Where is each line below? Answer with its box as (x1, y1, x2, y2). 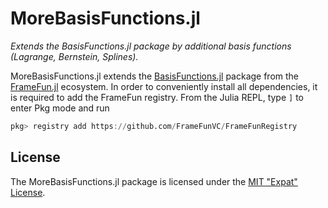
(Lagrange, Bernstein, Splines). (10, 50, 139, 62)
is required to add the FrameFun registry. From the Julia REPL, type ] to (10, 91, 304, 103)
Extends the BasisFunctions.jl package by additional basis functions (10, 40, 292, 52)
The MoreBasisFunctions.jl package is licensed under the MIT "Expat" (10, 175, 298, 187)
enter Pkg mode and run (10, 102, 110, 114)
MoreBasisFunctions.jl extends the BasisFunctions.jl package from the (10, 70, 300, 82)
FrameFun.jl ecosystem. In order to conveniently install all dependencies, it (10, 80, 318, 92)
